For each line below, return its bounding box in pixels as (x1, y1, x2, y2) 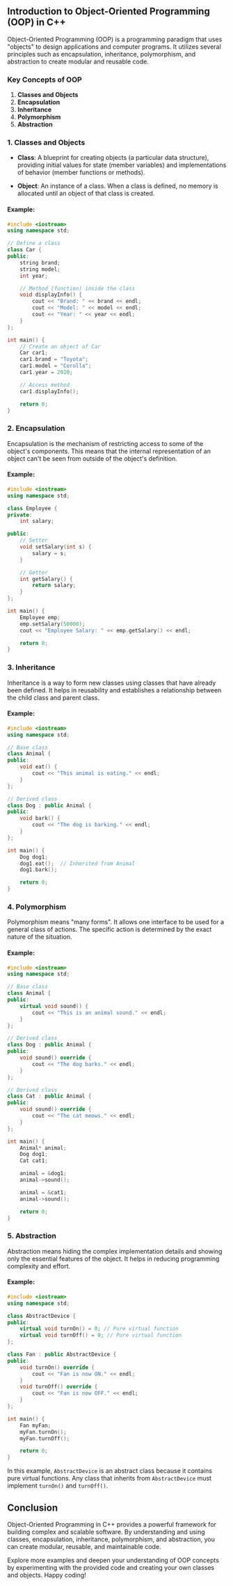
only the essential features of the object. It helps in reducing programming (7, 1254, 220, 1263)
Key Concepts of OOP (7, 75, 82, 84)
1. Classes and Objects (7, 138, 86, 147)
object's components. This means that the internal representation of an (7, 447, 211, 455)
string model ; (19, 265, 61, 273)
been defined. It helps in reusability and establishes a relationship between (7, 685, 222, 694)
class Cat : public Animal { (7, 1092, 92, 1100)
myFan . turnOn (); (19, 1428, 67, 1435)
